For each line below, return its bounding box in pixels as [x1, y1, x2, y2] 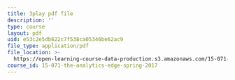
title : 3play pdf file [7, 10, 73, 17]
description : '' [7, 17, 55, 24]
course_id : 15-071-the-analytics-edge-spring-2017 [7, 62, 158, 69]
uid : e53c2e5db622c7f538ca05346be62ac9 [7, 36, 124, 43]
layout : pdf [7, 29, 42, 37]
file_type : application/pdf [7, 42, 90, 49]
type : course [7, 23, 45, 30]
